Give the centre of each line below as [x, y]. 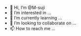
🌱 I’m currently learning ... [36, 18]
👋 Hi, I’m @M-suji [27, 8]
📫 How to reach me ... [32, 28]
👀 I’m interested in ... [30, 13]
